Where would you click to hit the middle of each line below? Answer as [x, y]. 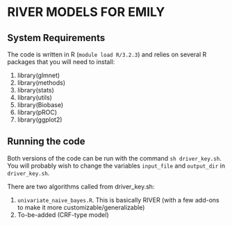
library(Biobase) [40, 105]
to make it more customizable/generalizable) [81, 207]
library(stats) [35, 90]
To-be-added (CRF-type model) [63, 215]
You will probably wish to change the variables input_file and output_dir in [116, 166]
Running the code [46, 142]
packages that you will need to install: [61, 62]
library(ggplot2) [40, 120]
